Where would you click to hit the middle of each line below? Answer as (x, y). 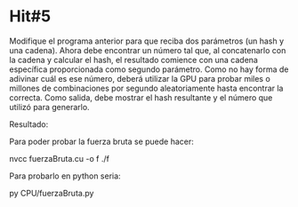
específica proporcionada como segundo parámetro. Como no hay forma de (149, 69)
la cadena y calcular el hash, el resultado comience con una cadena (133, 60)
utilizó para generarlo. (50, 107)
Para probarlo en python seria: (65, 176)
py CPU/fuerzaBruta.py (52, 193)
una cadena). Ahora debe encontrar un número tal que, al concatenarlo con (148, 50)
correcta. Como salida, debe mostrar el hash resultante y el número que (141, 97)
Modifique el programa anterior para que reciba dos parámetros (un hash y (147, 41)
